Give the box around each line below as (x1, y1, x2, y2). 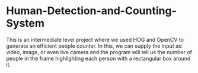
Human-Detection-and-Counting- (6, 4, 177, 18)
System (6, 16, 45, 30)
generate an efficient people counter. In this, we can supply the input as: (6, 42, 183, 49)
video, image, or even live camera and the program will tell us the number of (6, 48, 193, 55)
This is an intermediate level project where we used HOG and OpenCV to (6, 36, 184, 43)
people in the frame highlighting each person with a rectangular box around (6, 55, 191, 62)
